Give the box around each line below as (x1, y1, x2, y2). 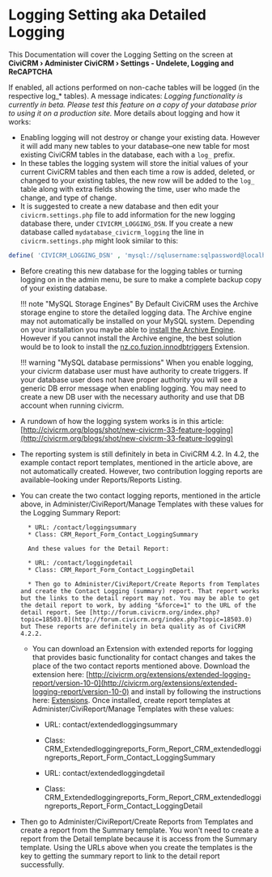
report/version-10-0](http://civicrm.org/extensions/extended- (32, 678, 238, 688)
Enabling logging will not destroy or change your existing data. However (19, 132, 261, 142)
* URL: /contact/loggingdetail (28, 558, 134, 567)
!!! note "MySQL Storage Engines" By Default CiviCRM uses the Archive (19, 299, 259, 308)
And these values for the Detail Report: (28, 544, 170, 553)
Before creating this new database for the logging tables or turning (19, 265, 243, 276)
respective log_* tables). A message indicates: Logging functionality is (8, 91, 243, 100)
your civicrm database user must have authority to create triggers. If (19, 366, 249, 375)
